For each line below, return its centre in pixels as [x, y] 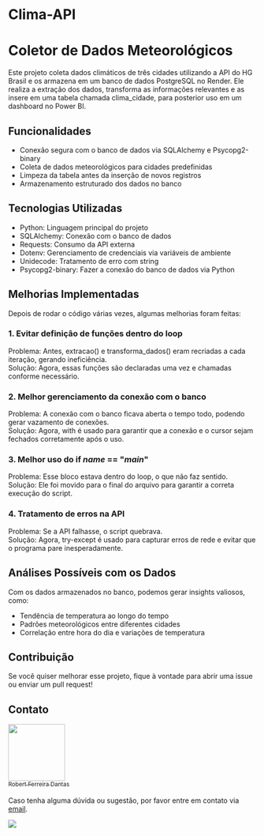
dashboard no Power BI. [47, 106]
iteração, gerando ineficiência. [58, 359]
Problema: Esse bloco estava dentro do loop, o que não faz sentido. [118, 476]
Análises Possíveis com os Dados [92, 573]
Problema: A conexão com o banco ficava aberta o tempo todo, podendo [126, 414]
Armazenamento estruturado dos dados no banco [100, 183]
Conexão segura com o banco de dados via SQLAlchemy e [115, 150]
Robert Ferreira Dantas [39, 785]
